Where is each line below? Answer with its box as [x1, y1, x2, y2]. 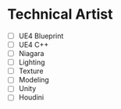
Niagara [18, 49, 44, 58]
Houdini [18, 93, 44, 102]
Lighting [18, 58, 45, 67]
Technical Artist [7, 5, 113, 23]
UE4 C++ [18, 40, 49, 49]
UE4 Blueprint [18, 31, 64, 40]
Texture [18, 66, 44, 76]
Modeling [18, 76, 50, 85]
